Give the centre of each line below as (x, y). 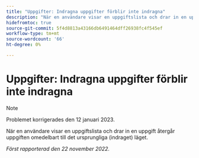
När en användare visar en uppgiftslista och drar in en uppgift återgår (91, 131)
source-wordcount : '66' (36, 39)
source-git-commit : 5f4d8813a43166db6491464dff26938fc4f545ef (84, 28)
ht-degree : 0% (24, 45)
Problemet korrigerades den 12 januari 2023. (61, 120)
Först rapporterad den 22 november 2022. (58, 149)
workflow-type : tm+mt (33, 34)
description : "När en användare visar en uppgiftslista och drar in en (96, 17)
